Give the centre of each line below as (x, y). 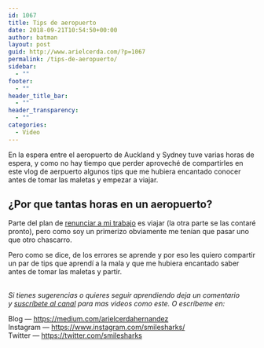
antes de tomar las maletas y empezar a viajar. (83, 179)
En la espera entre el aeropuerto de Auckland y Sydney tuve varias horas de (131, 155)
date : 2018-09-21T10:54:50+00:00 (63, 30)
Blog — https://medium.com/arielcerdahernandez (88, 319)
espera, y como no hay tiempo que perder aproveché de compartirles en (126, 163)
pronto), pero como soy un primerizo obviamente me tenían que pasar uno (129, 232)
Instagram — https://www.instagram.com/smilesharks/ (97, 328)
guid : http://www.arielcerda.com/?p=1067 (77, 52)
